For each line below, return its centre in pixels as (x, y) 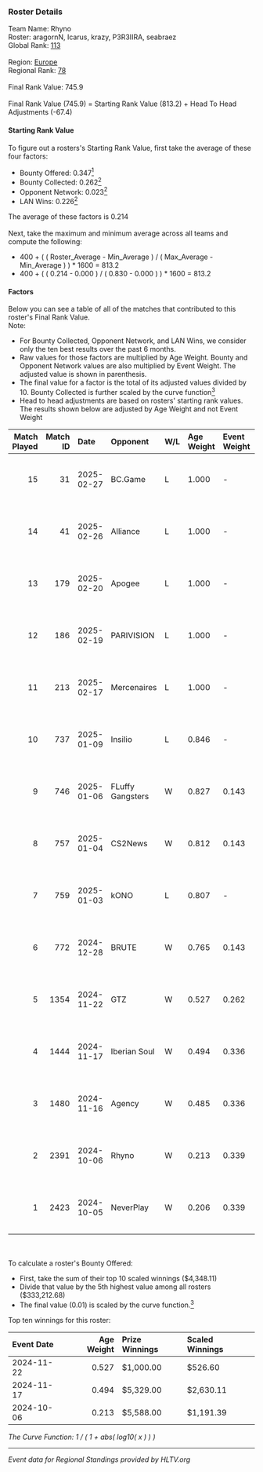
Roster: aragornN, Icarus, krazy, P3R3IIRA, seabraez (92, 37)
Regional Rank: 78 (37, 71)
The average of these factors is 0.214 (68, 217)
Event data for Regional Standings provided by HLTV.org (99, 1459)
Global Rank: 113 (34, 46)
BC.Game (128, 479)
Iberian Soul (133, 1051)
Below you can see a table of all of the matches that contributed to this (122, 309)
